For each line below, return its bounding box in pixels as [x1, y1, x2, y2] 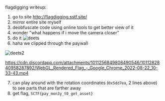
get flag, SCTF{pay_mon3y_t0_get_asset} [12, 91, 93, 96]
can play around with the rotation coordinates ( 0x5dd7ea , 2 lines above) [12, 80, 158, 86]
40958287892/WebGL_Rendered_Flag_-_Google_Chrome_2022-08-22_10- [5, 65, 158, 71]
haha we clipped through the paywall [12, 40, 88, 46]
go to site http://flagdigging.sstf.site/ [12, 14, 87, 19]
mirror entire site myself [12, 19, 62, 25]
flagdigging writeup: [5, 4, 47, 10]
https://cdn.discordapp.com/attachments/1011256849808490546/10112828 [5, 60, 160, 65]
